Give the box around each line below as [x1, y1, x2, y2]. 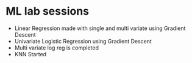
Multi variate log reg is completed [14, 44, 99, 51]
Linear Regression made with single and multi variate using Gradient [14, 24, 186, 32]
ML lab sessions [5, 4, 90, 18]
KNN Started [14, 50, 47, 57]
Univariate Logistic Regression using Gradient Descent [14, 37, 152, 45]
